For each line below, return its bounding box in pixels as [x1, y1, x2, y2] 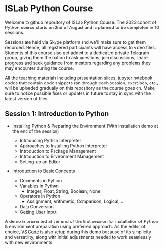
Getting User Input [19, 209, 57, 215]
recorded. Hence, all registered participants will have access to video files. [5, 44, 156, 50]
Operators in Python [19, 193, 60, 199]
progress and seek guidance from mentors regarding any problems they [5, 60, 151, 66]
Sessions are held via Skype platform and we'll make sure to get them [5, 39, 146, 45]
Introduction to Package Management [19, 148, 96, 154]
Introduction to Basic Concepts [12, 168, 75, 174]
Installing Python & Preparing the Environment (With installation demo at [12, 123, 158, 129]
